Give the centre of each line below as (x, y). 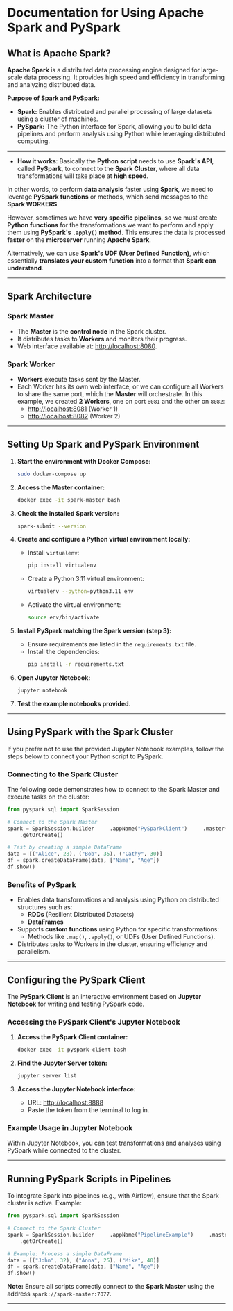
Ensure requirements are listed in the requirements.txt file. (112, 644)
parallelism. (34, 952)
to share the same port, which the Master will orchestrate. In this (110, 393)
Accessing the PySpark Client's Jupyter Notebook (94, 1022)
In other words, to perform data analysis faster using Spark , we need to (110, 189)
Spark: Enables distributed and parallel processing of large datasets (114, 112)
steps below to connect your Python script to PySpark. (85, 756)
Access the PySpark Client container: (72, 1037)
